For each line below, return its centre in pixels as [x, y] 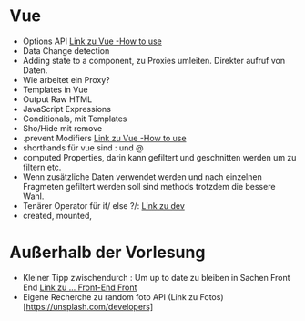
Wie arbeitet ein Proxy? [66, 79]
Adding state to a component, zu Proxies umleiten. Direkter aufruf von [153, 60]
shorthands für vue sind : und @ [83, 148]
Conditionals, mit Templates [75, 119]
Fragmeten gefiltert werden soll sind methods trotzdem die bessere [149, 186]
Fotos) [212, 296]
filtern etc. [42, 167]
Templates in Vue [55, 89]
